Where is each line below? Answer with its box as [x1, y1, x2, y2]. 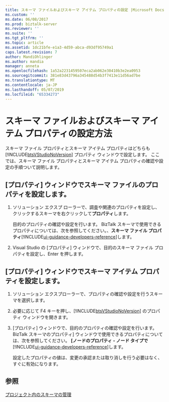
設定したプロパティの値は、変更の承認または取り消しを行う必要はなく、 [12, 354, 162, 361]
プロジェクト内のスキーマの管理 [5, 391, 71, 397]
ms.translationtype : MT [5, 78, 55, 83]
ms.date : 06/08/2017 [5, 17, 49, 22]
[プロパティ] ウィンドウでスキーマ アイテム [5, 267, 138, 275]
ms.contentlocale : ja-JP [5, 82, 57, 87]
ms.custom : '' [5, 12, 35, 17]
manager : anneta [5, 64, 39, 69]
